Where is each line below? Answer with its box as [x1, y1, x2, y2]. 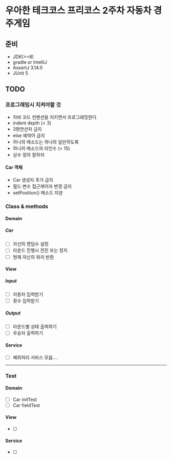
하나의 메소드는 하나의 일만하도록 [12, 138, 79, 145]
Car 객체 [5, 164, 23, 170]
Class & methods [5, 203, 49, 210]
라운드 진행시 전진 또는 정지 [12, 248, 68, 254]
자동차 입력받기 [12, 291, 44, 297]
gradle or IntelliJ [12, 59, 47, 65]
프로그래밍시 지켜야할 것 [5, 101, 61, 109]
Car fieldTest [12, 402, 40, 408]
